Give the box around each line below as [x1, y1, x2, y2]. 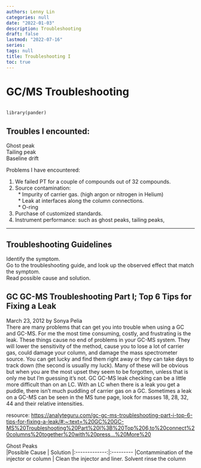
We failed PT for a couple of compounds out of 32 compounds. [14, 178, 171, 185]
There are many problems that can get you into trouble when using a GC [6, 323, 184, 331]
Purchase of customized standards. [14, 210, 103, 217]
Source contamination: [14, 184, 71, 192]
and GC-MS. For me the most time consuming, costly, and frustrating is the [6, 329, 191, 337]
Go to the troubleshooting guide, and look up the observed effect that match [6, 262, 194, 269]
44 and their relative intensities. [6, 400, 84, 407]
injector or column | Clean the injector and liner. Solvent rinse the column [6, 455, 186, 462]
